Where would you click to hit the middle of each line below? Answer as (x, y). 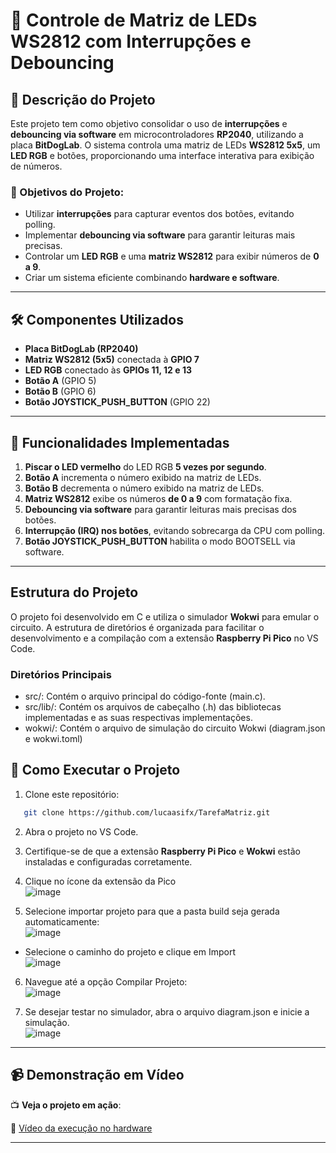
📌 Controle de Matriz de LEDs (134, 20)
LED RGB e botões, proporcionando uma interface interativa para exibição (162, 155)
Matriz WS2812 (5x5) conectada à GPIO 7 (112, 360)
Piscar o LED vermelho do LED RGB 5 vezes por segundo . (145, 466)
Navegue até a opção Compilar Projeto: (106, 981)
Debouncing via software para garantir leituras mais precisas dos (160, 509)
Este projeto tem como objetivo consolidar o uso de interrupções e (149, 123)
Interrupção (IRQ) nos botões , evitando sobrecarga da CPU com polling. (175, 530)
